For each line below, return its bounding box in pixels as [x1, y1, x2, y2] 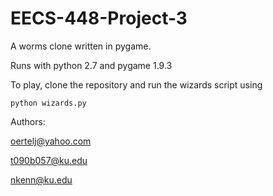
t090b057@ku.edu [10, 154, 88, 166]
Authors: [10, 115, 46, 127]
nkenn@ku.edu [10, 173, 73, 186]
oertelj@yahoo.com [10, 135, 92, 147]
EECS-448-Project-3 [10, 7, 188, 30]
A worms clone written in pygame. [10, 40, 152, 52]
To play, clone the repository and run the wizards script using [10, 78, 263, 91]
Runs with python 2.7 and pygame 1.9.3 [10, 59, 173, 71]
